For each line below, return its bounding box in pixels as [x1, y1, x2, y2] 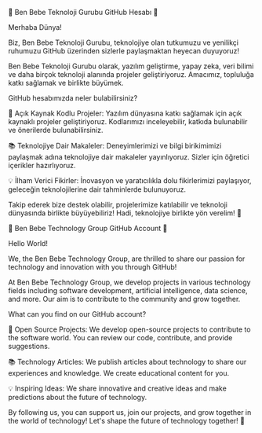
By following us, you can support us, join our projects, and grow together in [8, 408, 252, 416]
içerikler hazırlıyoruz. [8, 161, 76, 170]
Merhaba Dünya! [8, 23, 63, 31]
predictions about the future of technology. [8, 393, 147, 402]
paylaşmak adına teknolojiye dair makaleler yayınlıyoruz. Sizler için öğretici [8, 152, 249, 161]
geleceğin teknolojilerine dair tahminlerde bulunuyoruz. [8, 185, 187, 194]
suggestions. [8, 342, 50, 350]
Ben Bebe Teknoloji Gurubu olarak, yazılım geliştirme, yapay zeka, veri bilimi [8, 61, 254, 71]
